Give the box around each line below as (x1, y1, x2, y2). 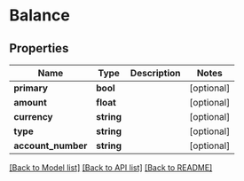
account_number (13, 139, 88, 152)
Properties (9, 41, 69, 56)
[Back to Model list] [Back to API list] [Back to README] (9, 162, 213, 173)
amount (13, 97, 47, 108)
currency (13, 111, 53, 122)
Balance (9, 5, 71, 26)
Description (130, 67, 181, 79)
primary (13, 82, 49, 94)
